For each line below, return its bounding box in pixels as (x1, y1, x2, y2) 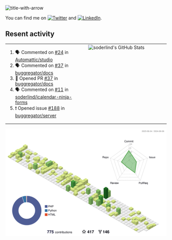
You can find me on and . (5, 15, 102, 21)
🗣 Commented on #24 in (15, 49, 69, 55)
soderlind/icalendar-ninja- (15, 94, 72, 100)
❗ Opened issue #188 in (15, 105, 65, 111)
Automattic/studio (15, 57, 53, 63)
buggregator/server (15, 112, 57, 118)
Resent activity (5, 30, 55, 39)
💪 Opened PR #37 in (15, 75, 58, 81)
